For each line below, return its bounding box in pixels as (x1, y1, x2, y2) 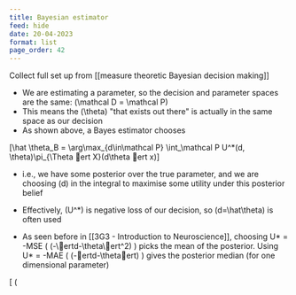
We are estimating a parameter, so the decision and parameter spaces (21, 88, 279, 98)
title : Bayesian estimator (9, 12, 109, 22)
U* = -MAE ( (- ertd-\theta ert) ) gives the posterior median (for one (21, 250, 276, 261)
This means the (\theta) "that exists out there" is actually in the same (21, 106, 273, 117)
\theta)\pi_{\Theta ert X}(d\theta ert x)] (9, 151, 160, 162)
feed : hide (9, 21, 50, 30)
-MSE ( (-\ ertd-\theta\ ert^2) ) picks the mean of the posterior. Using (21, 241, 279, 252)
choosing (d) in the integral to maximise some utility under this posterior (21, 178, 285, 189)
